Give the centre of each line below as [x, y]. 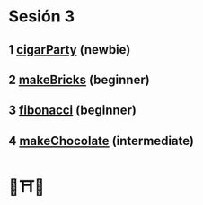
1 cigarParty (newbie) [70, 50]
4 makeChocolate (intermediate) [101, 141]
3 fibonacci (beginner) [72, 111]
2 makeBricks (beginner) [79, 79]
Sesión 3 [42, 17]
